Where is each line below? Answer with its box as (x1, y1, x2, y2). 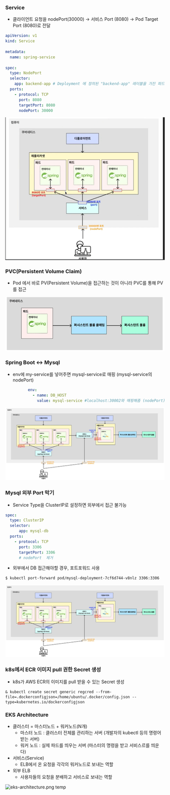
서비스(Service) (12, 755, 45, 761)
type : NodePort (10, 70, 42, 76)
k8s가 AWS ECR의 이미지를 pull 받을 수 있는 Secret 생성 (12, 679, 125, 685)
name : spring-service (10, 55, 56, 60)
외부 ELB (12, 767, 30, 773)
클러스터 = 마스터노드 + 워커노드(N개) (12, 723, 88, 729)
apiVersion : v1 (5, 33, 37, 38)
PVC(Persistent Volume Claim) (5, 268, 82, 275)
